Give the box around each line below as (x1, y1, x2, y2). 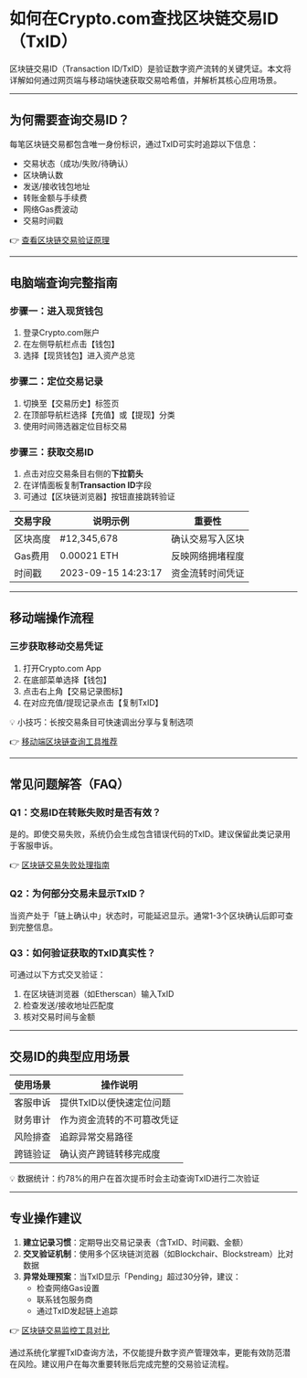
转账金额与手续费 (22, 192, 88, 203)
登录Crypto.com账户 (22, 327, 101, 338)
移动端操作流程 (9, 610, 94, 626)
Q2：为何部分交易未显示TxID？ (9, 887, 147, 900)
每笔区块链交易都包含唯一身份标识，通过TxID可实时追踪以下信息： (9, 138, 259, 149)
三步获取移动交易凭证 (9, 641, 103, 653)
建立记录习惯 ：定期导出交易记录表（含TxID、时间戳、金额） (22, 1236, 249, 1247)
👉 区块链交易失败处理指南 (9, 860, 111, 871)
